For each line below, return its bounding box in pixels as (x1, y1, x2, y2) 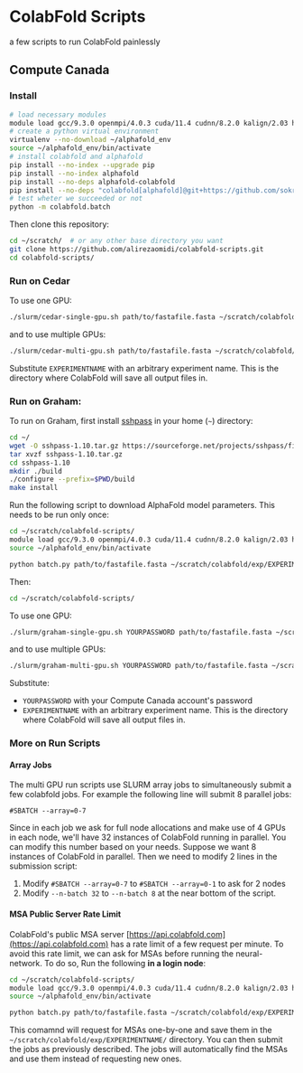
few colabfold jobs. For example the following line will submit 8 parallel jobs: (9, 789, 292, 800)
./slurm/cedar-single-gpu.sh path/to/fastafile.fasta (9, 313, 216, 322)
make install (9, 484, 59, 493)
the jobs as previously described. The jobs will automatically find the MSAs (9, 1044, 289, 1055)
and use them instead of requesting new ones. (9, 1053, 182, 1064)
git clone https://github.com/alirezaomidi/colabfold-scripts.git (9, 245, 264, 254)
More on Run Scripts (9, 737, 101, 749)
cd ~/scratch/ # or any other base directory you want (9, 237, 224, 246)
